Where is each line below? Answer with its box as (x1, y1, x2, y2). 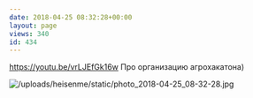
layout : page (9, 21, 57, 30)
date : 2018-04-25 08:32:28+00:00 (9, 12, 133, 22)
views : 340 (9, 29, 50, 38)
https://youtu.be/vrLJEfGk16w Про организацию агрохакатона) (9, 62, 245, 72)
